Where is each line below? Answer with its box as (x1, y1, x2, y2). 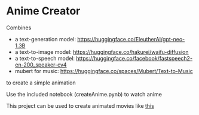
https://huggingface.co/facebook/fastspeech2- (76, 55, 193, 62)
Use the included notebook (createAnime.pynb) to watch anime (6, 90, 163, 98)
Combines (6, 24, 32, 31)
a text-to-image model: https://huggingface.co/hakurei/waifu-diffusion (14, 48, 189, 55)
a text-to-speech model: (14, 55, 75, 62)
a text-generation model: (14, 35, 76, 43)
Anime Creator (6, 4, 81, 18)
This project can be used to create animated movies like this (6, 102, 154, 109)
